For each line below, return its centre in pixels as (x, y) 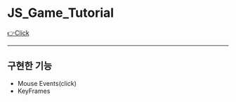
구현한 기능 (30, 66)
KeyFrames (34, 91)
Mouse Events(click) (47, 83)
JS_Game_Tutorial (61, 13)
